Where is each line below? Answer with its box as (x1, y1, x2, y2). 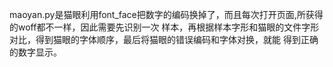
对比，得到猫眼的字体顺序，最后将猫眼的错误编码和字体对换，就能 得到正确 (9, 34, 319, 45)
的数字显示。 (9, 46, 62, 58)
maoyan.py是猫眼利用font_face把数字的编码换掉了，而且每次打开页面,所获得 (9, 9, 324, 20)
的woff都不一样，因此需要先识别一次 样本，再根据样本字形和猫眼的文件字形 (9, 21, 320, 33)
